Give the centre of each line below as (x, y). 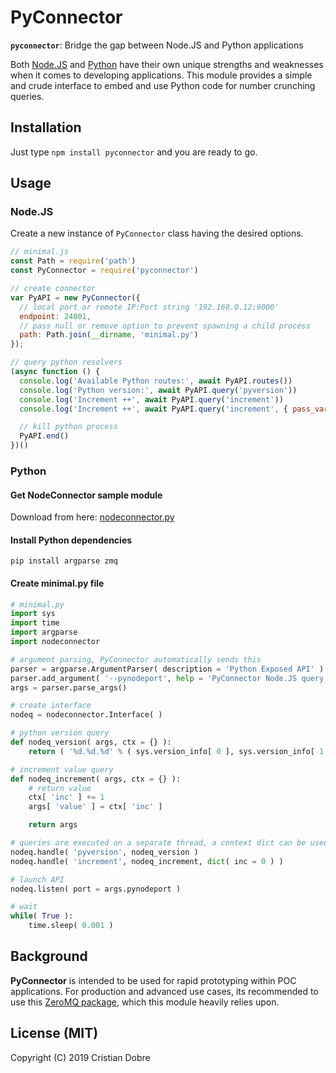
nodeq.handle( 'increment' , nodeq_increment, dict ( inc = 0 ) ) (147, 861)
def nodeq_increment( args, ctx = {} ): (96, 779)
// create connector (53, 289)
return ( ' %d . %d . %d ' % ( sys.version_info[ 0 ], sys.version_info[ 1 (176, 751)
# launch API (37, 879)
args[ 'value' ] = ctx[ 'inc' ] (95, 807)
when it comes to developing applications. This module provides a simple (161, 75)
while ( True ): (42, 916)
